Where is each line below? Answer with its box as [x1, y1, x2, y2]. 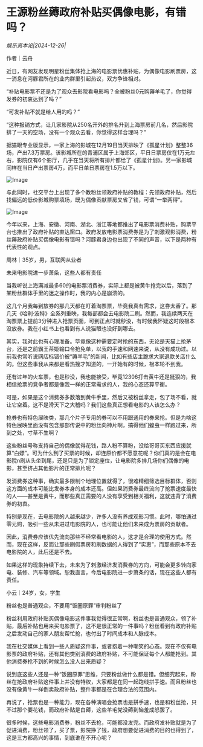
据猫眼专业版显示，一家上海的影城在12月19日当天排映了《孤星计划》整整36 [6, 141, 193, 149]
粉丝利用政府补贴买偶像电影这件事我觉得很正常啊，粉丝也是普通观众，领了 [6, 614, 192, 622]
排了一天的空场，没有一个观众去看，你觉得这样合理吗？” [6, 128, 147, 136]
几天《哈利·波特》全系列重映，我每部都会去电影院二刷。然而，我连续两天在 [6, 309, 193, 317]
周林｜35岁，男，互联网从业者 [6, 256, 82, 263]
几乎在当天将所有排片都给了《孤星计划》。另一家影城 [62, 156, 192, 164]
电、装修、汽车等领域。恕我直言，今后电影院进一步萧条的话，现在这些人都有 [6, 568, 197, 575]
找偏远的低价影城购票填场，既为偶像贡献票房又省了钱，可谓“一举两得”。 [6, 196, 186, 203]
